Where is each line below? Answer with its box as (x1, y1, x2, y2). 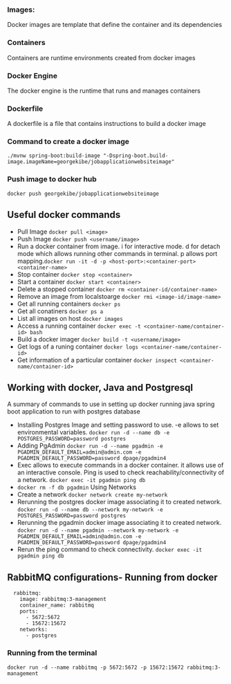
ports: (19, 608, 39, 615)
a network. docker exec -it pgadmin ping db (17, 476, 146, 484)
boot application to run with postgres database (7, 407, 140, 416)
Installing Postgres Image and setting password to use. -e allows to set (17, 420, 219, 429)
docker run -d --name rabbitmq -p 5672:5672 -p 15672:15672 (7, 664, 185, 671)
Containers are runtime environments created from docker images (7, 53, 196, 62)
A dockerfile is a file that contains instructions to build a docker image (7, 120, 206, 128)
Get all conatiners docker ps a (17, 306, 104, 315)
